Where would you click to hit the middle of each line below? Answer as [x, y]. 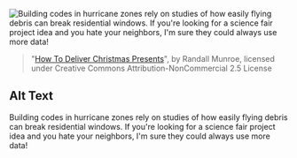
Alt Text [31, 96]
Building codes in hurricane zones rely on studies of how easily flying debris [148, 117]
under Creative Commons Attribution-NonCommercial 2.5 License [151, 68]
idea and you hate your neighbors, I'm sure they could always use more [140, 136]
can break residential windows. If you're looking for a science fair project [142, 126]
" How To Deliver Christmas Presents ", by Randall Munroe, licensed [152, 59]
